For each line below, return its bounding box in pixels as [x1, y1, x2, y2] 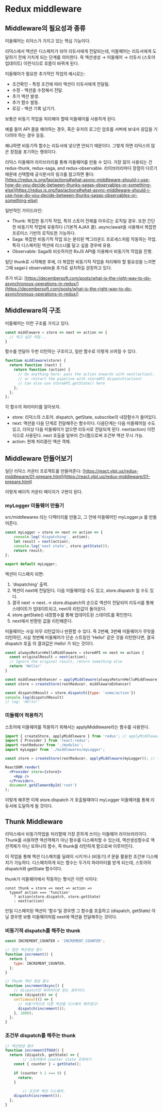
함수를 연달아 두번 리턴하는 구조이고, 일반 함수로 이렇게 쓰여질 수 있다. [5, 349, 137, 354]
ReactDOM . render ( [5, 764, 40, 770]
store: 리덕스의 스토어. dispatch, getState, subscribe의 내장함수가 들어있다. [12, 414, 158, 420]
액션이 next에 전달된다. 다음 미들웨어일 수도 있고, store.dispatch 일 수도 [12, 587, 149, 593]
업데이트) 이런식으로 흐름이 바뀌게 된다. [5, 60, 79, 66]
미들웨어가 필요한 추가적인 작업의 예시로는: [5, 71, 86, 77]
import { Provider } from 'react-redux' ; [5, 738, 90, 743]
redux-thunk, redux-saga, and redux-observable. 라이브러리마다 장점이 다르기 [5, 165, 158, 171]
